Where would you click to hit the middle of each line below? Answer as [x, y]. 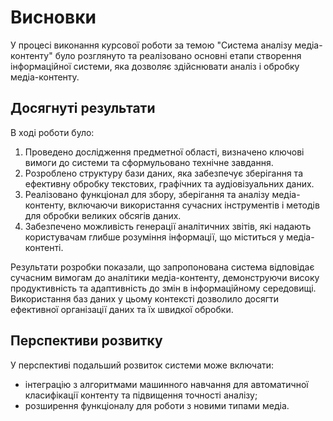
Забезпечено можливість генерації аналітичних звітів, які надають [168, 226]
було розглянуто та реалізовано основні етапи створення [178, 55]
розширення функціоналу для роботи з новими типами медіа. [157, 405]
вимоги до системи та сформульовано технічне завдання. [149, 162]
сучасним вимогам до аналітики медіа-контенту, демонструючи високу [165, 277]
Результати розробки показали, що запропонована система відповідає [162, 267]
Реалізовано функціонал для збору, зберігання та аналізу [147, 194]
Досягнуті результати [83, 108]
